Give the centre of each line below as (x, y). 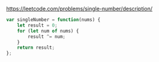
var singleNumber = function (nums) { (53, 20)
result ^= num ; (47, 36)
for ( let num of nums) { (48, 31)
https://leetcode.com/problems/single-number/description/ (79, 9)
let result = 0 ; (37, 25)
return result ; (36, 48)
